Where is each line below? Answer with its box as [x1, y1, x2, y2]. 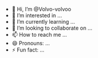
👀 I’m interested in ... [11, 12, 62, 19]
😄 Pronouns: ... [11, 40, 50, 47]
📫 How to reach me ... [11, 31, 67, 38]
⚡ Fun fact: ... [11, 46, 45, 53]
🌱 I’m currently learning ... [11, 18, 75, 25]
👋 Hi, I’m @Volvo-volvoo [11, 6, 71, 12]
